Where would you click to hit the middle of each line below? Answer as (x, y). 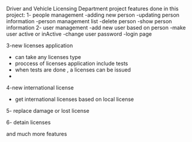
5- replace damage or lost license (48, 111)
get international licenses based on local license (74, 99)
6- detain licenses (28, 122)
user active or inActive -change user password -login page (79, 34)
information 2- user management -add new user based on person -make (96, 27)
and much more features (37, 134)
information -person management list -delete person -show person (89, 21)
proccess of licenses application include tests (71, 63)
